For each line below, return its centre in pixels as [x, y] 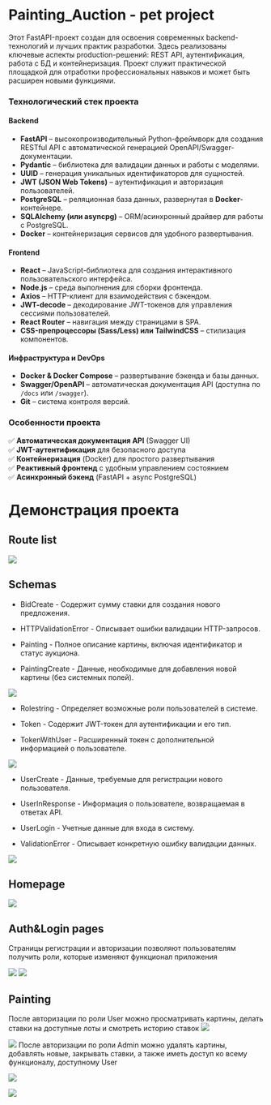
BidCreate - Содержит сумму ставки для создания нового [120, 604]
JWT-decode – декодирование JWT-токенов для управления [126, 305]
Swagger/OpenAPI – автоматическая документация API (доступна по [140, 385]
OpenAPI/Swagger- [202, 148]
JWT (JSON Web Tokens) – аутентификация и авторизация [122, 182]
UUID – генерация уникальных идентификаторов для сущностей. [132, 174]
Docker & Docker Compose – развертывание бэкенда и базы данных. [140, 376]
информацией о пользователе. [73, 748]
